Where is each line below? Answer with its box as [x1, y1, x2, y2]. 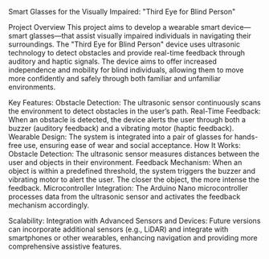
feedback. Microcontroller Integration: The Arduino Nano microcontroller [8, 183, 249, 192]
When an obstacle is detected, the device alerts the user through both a [8, 115, 247, 124]
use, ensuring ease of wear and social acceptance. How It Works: [23, 141, 241, 150]
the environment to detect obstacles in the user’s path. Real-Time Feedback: [8, 106, 261, 116]
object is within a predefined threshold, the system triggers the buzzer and [8, 166, 255, 175]
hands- [234, 132, 259, 142]
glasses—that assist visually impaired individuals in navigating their [29, 31, 251, 40]
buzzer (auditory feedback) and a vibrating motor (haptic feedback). [8, 124, 234, 133]
